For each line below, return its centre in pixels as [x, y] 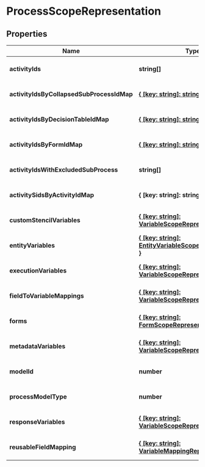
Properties [27, 34]
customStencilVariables [45, 220]
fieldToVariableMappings [47, 296]
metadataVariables [38, 346]
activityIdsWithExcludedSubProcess [64, 170]
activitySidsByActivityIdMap [52, 195]
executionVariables [38, 270]
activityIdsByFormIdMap [46, 145]
